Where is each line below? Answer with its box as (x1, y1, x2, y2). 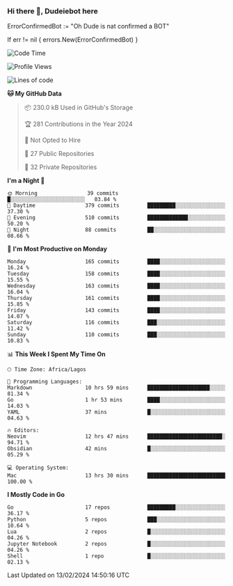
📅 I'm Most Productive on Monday (7, 245, 108, 253)
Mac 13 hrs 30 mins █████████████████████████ (7, 473, 226, 480)
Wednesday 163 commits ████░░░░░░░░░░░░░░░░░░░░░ (7, 283, 226, 290)
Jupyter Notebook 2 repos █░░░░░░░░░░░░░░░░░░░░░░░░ (7, 541, 226, 548)
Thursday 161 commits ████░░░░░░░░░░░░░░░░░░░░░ (7, 295, 226, 302)
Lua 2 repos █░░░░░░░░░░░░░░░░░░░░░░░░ (7, 528, 226, 535)
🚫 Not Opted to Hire (24, 136, 81, 145)
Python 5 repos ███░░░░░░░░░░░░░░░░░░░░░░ (7, 516, 226, 523)
